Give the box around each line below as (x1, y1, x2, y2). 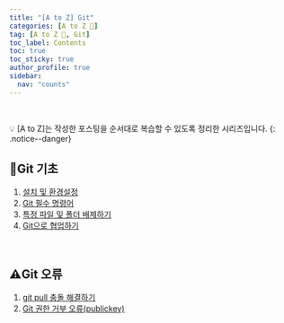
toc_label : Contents (9, 38, 87, 48)
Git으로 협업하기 (22, 221, 79, 231)
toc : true (9, 47, 47, 56)
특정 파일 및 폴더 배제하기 (22, 209, 112, 220)
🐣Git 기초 (9, 161, 58, 177)
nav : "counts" (17, 80, 70, 89)
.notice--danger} (9, 133, 72, 144)
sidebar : (9, 72, 42, 81)
